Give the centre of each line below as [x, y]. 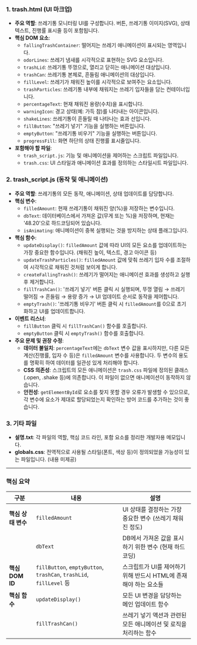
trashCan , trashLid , [62, 574]
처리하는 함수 [140, 633]
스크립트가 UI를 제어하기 [154, 567]
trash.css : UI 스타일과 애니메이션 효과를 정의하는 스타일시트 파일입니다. [106, 163]
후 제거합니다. [39, 282]
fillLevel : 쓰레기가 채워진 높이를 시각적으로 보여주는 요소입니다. [98, 82]
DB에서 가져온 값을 [147, 538]
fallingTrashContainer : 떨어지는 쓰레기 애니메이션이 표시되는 [95, 45]
